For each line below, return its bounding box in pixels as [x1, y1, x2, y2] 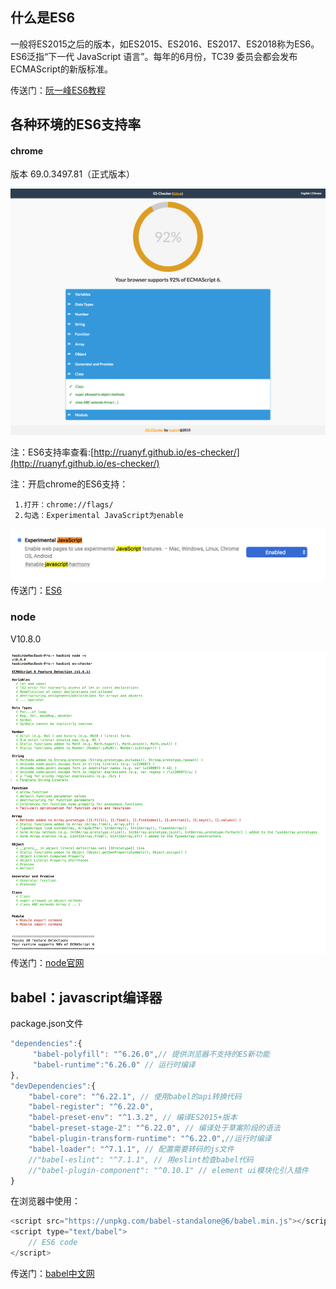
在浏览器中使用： [10, 1195, 81, 1207]
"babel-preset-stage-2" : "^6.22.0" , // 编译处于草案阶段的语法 [28, 1123, 281, 1133]
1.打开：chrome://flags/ [14, 500, 114, 510]
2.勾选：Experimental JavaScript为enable [14, 511, 184, 521]
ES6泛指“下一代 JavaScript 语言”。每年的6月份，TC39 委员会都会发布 [10, 50, 298, 62]
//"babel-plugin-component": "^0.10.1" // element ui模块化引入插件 [28, 1165, 309, 1175]
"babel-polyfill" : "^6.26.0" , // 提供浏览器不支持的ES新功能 [32, 1049, 270, 1060]
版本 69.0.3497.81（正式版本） [10, 168, 136, 180]
